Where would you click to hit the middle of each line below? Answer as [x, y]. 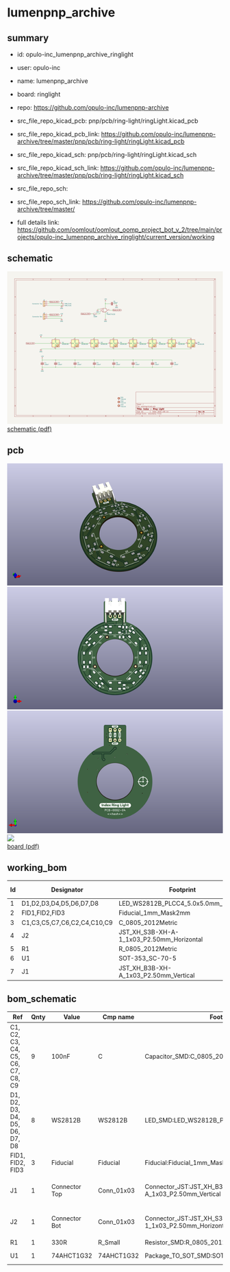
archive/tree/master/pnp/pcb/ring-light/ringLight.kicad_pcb [101, 141]
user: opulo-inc [38, 68]
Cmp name [118, 1017]
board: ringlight [39, 94]
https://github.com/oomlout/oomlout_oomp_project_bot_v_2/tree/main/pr [119, 230]
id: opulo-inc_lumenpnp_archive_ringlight [75, 54]
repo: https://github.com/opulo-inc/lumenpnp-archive [93, 107]
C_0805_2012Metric [148, 922]
